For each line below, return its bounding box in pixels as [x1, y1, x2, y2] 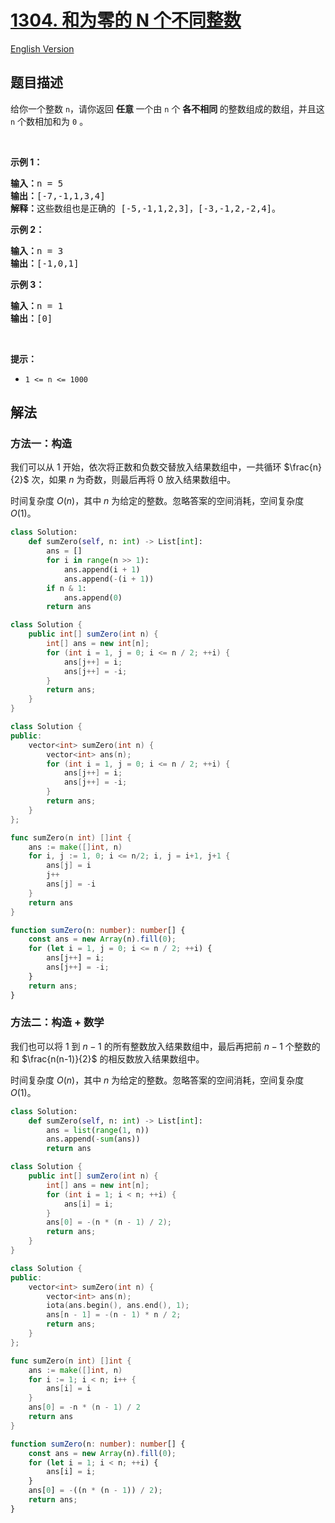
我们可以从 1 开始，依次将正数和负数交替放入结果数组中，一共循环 [10, 461, 282, 473]
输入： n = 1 [10, 300, 64, 311]
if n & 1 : [46, 583, 87, 593]
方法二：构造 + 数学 [10, 1016, 105, 1030]
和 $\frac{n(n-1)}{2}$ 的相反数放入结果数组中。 [10, 1052, 205, 1065]
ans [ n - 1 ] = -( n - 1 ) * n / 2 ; [46, 1310, 182, 1320]
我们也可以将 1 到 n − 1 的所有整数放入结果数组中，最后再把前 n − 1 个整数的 [10, 1040, 321, 1052]
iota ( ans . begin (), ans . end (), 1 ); [46, 1301, 190, 1311]
